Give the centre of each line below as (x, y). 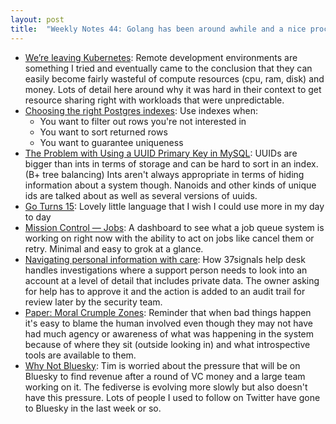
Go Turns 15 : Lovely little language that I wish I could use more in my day (174, 206)
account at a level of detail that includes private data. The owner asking (172, 280)
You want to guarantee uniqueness (111, 142)
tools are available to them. (80, 355)
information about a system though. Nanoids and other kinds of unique (170, 185)
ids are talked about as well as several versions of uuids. (141, 195)
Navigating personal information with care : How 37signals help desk (165, 259)
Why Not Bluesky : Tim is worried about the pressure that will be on (162, 365)
